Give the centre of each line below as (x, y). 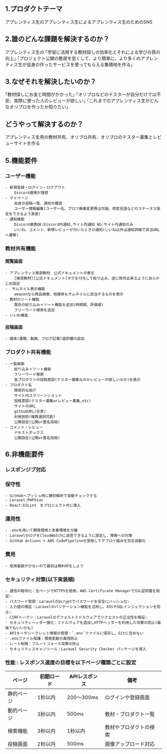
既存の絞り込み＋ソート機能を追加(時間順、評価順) (59, 305)
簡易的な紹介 (25, 390)
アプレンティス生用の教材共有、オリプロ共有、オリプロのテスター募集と (79, 137)
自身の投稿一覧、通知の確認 (38, 203)
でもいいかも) (21, 628)
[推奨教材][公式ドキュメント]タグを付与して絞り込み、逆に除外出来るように (82, 278)
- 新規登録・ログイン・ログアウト (35, 187)
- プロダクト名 (19, 385)
